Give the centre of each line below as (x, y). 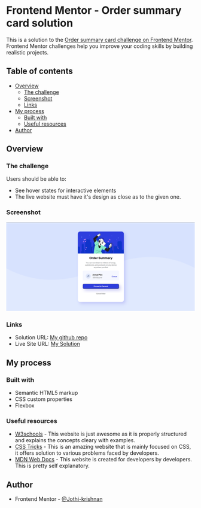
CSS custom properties (44, 399)
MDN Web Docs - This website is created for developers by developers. (103, 460)
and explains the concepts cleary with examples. (75, 440)
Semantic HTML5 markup (46, 393)
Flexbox (25, 405)
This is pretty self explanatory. (52, 466)
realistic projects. (28, 52)
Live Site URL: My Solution (48, 344)
